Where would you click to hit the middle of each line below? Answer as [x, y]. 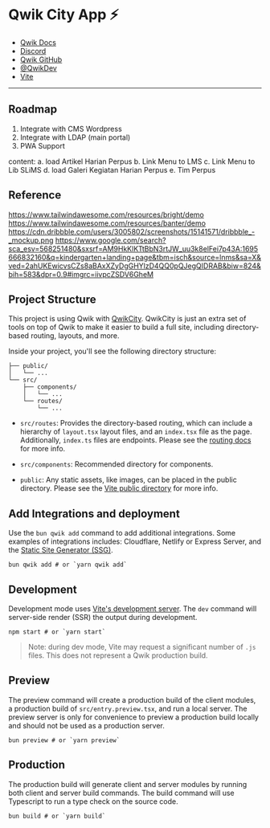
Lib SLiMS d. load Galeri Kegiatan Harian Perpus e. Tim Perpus [112, 169]
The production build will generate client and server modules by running [128, 784]
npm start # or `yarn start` [57, 632]
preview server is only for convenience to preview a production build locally [134, 717]
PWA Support [43, 145]
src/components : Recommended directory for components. [117, 464]
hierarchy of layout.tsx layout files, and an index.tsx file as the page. [136, 432]
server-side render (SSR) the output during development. [103, 617]
